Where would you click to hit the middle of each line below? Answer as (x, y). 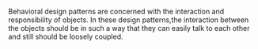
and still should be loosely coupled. (66, 36)
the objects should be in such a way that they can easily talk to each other (129, 28)
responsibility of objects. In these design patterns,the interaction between (129, 20)
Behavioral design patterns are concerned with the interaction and (116, 11)
